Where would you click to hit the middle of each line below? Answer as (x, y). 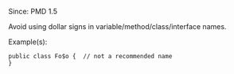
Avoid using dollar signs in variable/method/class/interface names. (117, 26)
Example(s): (28, 42)
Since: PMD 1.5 (33, 11)
